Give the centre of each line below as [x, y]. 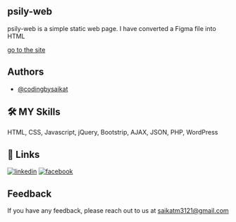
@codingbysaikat [43, 89]
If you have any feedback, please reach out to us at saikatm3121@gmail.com [118, 211]
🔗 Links [24, 154]
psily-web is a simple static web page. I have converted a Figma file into [112, 28]
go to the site [26, 49]
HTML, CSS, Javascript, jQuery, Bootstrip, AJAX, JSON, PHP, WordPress [113, 132]
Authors [26, 72]
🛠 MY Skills [34, 112]
